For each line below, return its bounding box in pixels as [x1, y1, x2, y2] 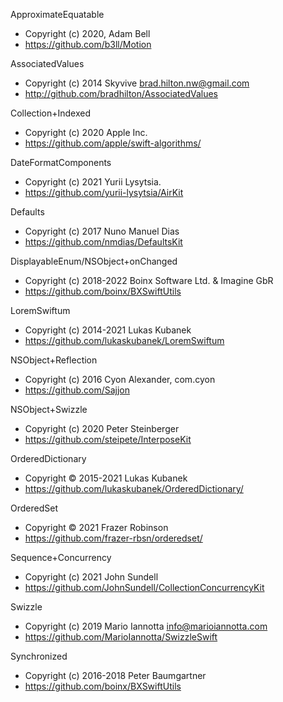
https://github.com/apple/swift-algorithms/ [24, 137, 202, 149]
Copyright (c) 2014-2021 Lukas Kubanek [24, 324, 192, 336]
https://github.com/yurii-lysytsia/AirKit [24, 187, 184, 198]
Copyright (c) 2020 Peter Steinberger [24, 423, 180, 434]
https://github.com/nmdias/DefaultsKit [24, 236, 183, 248]
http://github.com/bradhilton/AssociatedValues [24, 88, 218, 99]
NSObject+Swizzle [10, 404, 88, 415]
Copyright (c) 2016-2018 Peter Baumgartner [24, 670, 207, 681]
